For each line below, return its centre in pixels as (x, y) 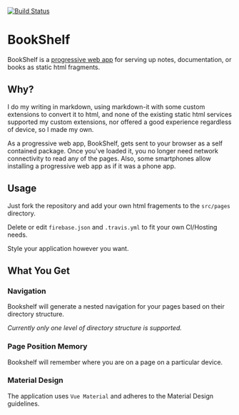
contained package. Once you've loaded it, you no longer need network (113, 150)
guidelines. (24, 404)
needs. (17, 235)
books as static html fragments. (54, 67)
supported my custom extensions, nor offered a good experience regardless (119, 122)
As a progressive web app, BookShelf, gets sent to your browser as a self (115, 143)
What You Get (39, 271)
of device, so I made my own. (51, 129)
